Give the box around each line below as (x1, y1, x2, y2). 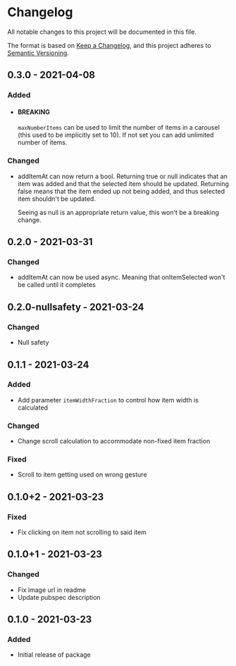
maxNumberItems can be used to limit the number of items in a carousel (17, 123, 220, 132)
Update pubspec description (17, 593, 101, 601)
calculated (17, 403, 48, 412)
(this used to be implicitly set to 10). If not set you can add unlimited (17, 131, 214, 140)
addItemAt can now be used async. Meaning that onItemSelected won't (17, 273, 225, 282)
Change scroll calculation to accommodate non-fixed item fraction (17, 437, 211, 445)
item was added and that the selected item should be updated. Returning (17, 179, 229, 187)
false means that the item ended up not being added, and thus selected (17, 187, 225, 195)
